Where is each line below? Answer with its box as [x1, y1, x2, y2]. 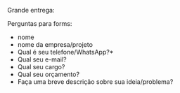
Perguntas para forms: [7, 20, 72, 27]
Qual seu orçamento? [17, 70, 79, 78]
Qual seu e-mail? [17, 55, 67, 64]
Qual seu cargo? [17, 63, 65, 71]
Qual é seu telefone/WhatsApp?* [17, 48, 114, 56]
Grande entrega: [7, 6, 55, 14]
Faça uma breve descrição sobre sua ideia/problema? [17, 78, 174, 86]
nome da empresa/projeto [17, 41, 94, 48]
